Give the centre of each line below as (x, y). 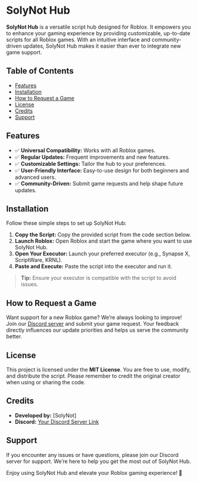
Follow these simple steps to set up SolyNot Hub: (66, 223)
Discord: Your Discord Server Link (57, 422)
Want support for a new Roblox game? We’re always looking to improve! (94, 317)
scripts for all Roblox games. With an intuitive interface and (78, 39)
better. (14, 336)
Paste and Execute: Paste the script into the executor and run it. (93, 267)
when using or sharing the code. (46, 382)
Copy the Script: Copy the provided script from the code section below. (103, 235)
